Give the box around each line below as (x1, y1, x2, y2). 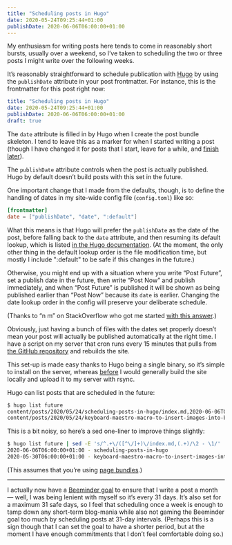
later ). (7, 151, 24, 160)
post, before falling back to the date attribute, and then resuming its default (7, 233, 221, 241)
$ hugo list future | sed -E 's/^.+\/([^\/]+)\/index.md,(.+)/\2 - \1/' (7, 441, 221, 447)
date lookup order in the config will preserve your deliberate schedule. (7, 298, 208, 306)
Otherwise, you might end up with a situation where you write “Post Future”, (7, 268, 222, 277)
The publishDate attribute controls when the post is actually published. (7, 165, 209, 174)
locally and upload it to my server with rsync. (7, 375, 135, 383)
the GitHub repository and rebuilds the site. (7, 347, 130, 355)
